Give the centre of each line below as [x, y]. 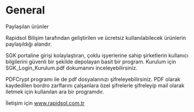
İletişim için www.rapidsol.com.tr [45, 103]
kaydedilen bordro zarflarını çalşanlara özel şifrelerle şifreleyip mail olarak [95, 85]
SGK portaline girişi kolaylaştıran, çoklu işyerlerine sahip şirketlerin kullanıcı [97, 55]
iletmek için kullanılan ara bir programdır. [55, 91]
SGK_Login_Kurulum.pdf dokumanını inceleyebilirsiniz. [72, 67]
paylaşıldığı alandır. [29, 44]
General [25, 10]
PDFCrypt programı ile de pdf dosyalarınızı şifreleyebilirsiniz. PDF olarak [93, 79]
